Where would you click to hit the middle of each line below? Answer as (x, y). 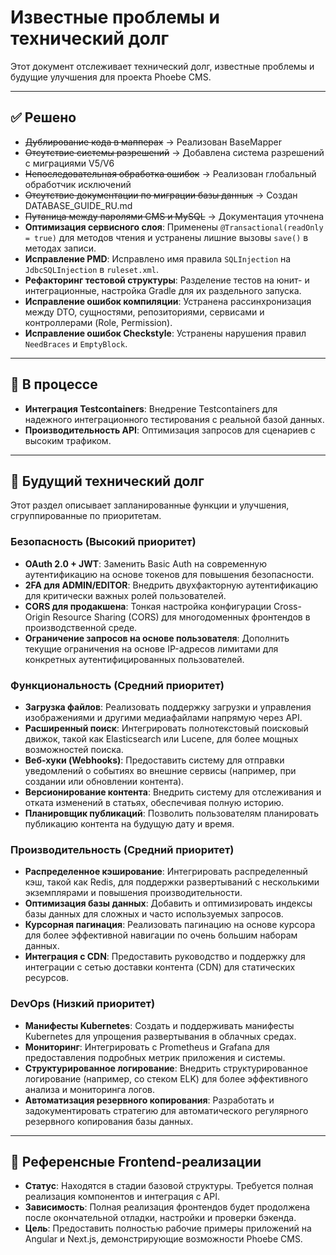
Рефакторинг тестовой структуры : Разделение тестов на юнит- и (167, 280)
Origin (37, 617)
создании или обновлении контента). (104, 781)
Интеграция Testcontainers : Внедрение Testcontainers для (151, 408)
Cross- (287, 606)
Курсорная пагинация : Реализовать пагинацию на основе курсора (170, 925)
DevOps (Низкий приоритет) (83, 1004)
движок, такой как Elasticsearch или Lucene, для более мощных (161, 738)
